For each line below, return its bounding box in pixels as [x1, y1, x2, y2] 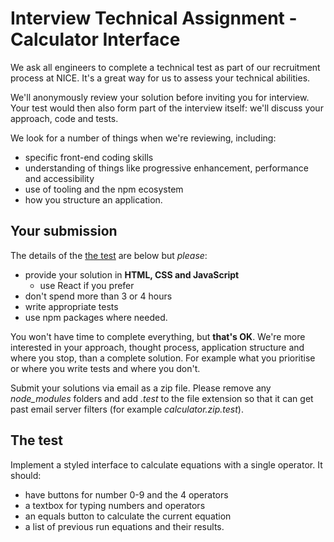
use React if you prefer [39, 279, 135, 291]
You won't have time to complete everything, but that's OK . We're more [10, 330, 306, 342]
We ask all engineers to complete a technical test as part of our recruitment [10, 61, 321, 73]
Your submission [10, 223, 118, 240]
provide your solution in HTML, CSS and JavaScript [24, 268, 240, 281]
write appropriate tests [24, 300, 119, 312]
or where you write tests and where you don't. [10, 362, 201, 374]
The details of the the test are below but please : [10, 249, 208, 261]
